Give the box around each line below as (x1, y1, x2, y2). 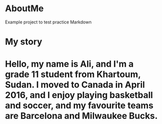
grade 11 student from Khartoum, (5, 69, 141, 80)
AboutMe (5, 3, 44, 14)
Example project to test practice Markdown (5, 19, 92, 25)
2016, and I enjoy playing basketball (5, 90, 153, 101)
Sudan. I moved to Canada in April (5, 79, 145, 90)
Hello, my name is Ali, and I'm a (5, 59, 134, 70)
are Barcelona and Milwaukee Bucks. (5, 110, 158, 122)
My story (5, 36, 42, 47)
